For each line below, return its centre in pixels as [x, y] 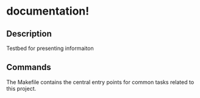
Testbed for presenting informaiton [50, 48]
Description [29, 34]
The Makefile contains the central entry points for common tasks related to [100, 82]
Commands [29, 67]
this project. [21, 88]
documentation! [48, 11]
